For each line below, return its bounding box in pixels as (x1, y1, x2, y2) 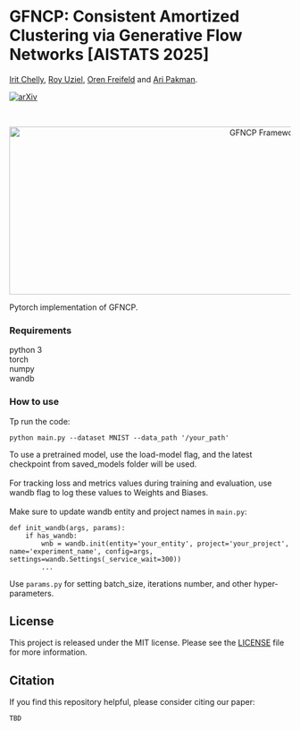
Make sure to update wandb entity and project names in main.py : (9, 506, 247, 517)
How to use (9, 396, 60, 408)
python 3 (9, 345, 43, 356)
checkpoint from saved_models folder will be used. (9, 459, 197, 469)
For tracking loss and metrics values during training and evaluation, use (9, 477, 272, 488)
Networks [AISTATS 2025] (9, 45, 210, 64)
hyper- (253, 578, 279, 588)
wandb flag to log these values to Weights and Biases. (9, 486, 209, 498)
